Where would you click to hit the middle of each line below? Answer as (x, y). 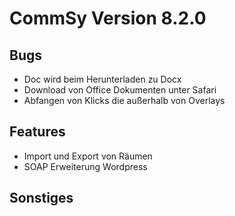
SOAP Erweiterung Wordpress (85, 166)
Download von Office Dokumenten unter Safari (120, 90)
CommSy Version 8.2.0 (108, 18)
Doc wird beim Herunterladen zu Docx (102, 79)
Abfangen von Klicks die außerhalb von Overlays (124, 100)
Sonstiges (41, 198)
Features (37, 132)
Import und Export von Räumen (88, 156)
